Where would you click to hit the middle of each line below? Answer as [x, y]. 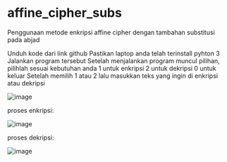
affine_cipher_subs [65, 13]
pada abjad [24, 39]
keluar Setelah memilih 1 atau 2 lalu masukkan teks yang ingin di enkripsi [113, 76]
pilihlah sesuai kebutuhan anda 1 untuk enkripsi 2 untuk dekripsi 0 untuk [112, 68]
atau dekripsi [26, 83]
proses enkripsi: [31, 110]
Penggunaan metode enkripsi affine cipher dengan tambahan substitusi [111, 32]
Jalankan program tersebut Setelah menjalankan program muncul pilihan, [114, 60]
